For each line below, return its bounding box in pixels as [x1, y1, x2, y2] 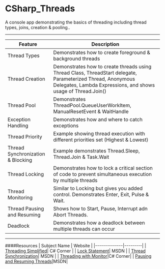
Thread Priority [7, 133, 43, 140]
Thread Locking [7, 171, 44, 178]
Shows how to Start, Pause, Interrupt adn [53, 205, 148, 212]
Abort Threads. [53, 211, 88, 218]
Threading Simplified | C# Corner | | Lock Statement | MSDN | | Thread [5, 248, 146, 254]
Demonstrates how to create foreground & [53, 49, 151, 56]
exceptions [53, 122, 79, 129]
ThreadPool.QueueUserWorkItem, [53, 102, 132, 109]
